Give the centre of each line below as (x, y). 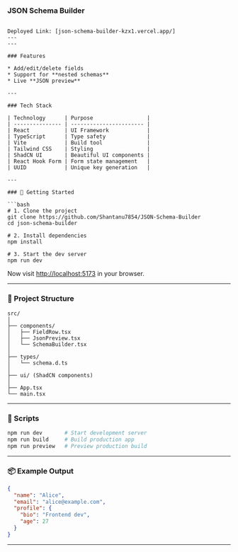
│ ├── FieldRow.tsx (39, 332)
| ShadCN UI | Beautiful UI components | (79, 155)
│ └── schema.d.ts (38, 363)
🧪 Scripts (23, 418)
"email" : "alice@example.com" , (60, 502)
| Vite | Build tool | (79, 143)
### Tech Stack (30, 106)
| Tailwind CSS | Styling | (79, 149)
